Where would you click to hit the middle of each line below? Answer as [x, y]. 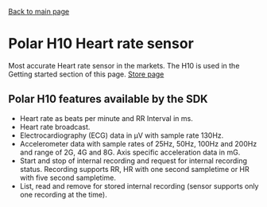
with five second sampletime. [68, 178]
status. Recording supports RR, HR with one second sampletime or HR [135, 169]
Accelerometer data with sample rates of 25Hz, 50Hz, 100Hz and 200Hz [138, 143]
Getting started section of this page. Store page [86, 74]
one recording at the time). [63, 194]
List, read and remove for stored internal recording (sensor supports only [139, 186]
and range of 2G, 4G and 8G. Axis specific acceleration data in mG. [130, 152]
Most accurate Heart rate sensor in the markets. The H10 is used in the [124, 65]
